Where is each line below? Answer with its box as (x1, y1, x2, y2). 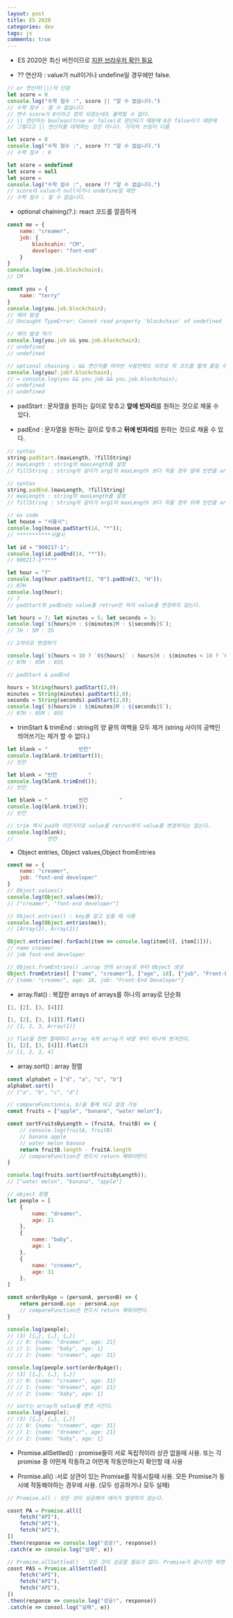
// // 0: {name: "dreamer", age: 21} (7, 1339, 116, 1346)
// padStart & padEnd (7, 671, 70, 679)
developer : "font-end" (32, 247, 98, 254)
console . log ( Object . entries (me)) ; (7, 919, 107, 926)
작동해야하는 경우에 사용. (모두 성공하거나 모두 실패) (30, 1480, 170, 1489)
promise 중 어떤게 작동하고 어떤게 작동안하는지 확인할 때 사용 (17, 1457, 183, 1466)
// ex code (7, 512, 39, 519)
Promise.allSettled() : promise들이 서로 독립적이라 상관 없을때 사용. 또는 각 (17, 1448, 222, 1457)
